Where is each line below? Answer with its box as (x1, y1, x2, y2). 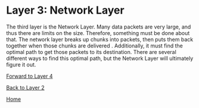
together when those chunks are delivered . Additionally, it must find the (6, 42, 183, 49)
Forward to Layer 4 (6, 72, 53, 80)
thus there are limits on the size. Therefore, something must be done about (6, 29, 190, 36)
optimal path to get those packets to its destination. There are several (6, 48, 177, 55)
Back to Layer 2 (6, 84, 45, 91)
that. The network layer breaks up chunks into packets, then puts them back (6, 36, 194, 43)
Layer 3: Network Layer (6, 4, 125, 17)
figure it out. (6, 61, 36, 68)
